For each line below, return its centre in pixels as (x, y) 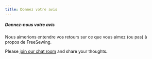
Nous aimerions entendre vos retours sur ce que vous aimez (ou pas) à (76, 37)
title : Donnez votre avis (31, 9)
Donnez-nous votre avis (30, 25)
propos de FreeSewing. (28, 42)
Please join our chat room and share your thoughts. (56, 51)
